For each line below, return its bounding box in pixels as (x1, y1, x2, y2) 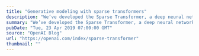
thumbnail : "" (6, 41, 41, 47)
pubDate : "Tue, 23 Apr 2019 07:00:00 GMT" (6, 24, 113, 31)
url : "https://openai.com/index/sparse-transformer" (6, 36, 139, 41)
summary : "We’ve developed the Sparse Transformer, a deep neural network (6, 19, 195, 25)
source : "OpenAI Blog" (6, 30, 62, 36)
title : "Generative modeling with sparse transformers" (6, 8, 147, 15)
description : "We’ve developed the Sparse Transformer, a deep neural (6, 14, 184, 20)
